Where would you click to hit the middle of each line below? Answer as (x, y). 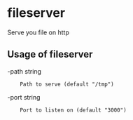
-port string (24, 97)
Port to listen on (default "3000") (73, 110)
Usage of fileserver (50, 54)
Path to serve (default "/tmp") (67, 84)
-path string (24, 71)
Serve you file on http (38, 32)
